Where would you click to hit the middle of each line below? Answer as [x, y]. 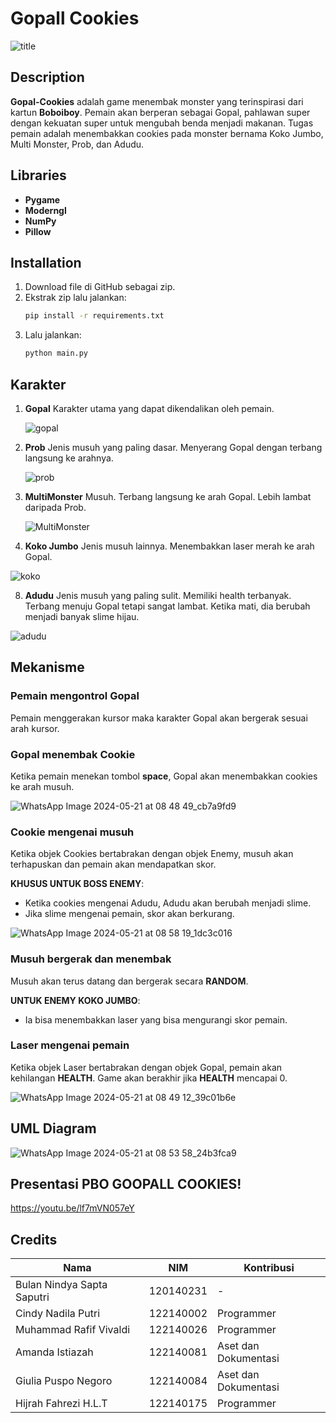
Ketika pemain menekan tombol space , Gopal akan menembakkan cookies [164, 776]
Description [47, 77]
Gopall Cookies [75, 18]
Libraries [38, 175]
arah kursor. [35, 728]
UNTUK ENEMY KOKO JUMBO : [75, 1000]
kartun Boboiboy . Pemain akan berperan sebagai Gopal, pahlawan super [160, 112]
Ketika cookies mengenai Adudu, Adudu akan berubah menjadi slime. [168, 903]
